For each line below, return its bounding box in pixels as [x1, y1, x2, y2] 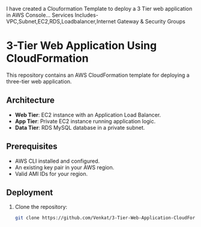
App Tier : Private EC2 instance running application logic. [14, 117, 156, 125]
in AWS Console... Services [6, 11, 74, 19]
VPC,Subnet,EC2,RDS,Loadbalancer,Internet [6, 18, 116, 25]
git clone [14, 215, 40, 221]
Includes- [74, 11, 99, 19]
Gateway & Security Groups [116, 18, 186, 25]
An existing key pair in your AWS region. [14, 163, 115, 171]
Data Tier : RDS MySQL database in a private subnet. [14, 124, 145, 131]
